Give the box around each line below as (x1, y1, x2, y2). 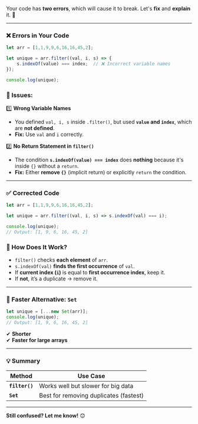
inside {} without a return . (14, 162, 79, 170)
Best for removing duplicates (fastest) (39, 392, 144, 400)
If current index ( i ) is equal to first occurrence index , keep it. (14, 269, 166, 276)
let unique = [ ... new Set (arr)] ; (6, 309, 88, 314)
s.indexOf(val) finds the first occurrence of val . (14, 263, 135, 270)
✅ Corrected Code (6, 188, 60, 197)
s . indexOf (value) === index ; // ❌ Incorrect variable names (16, 61, 171, 67)
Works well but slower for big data (39, 382, 134, 390)
